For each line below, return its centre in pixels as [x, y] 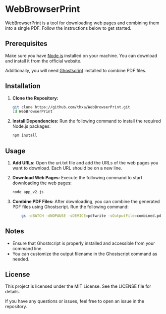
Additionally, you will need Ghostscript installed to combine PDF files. [76, 70]
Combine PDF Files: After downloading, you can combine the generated [86, 201]
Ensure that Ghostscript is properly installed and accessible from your [83, 243]
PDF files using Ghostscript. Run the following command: [70, 207]
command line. [28, 248]
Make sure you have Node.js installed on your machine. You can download [81, 55]
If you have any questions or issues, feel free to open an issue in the [75, 301]
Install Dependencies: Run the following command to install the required [86, 121]
